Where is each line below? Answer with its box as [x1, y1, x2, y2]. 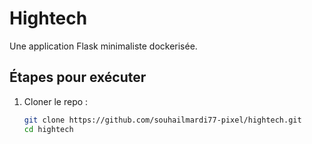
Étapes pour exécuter [9, 69, 147, 86]
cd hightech [23, 124, 74, 134]
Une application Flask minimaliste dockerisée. [9, 40, 198, 52]
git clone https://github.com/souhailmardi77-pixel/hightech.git [23, 115, 302, 125]
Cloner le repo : [23, 95, 89, 107]
